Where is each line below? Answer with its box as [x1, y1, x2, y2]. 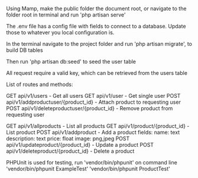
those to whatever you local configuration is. [6, 29, 115, 36]
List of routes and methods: [6, 81, 73, 88]
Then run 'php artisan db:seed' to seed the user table [6, 58, 137, 65]
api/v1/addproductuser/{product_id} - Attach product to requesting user [6, 98, 181, 106]
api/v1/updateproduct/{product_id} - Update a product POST [6, 141, 154, 148]
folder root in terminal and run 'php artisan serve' [6, 11, 126, 18]
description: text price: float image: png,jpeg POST [6, 135, 130, 142]
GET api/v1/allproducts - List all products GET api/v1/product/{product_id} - [6, 123, 190, 129]
